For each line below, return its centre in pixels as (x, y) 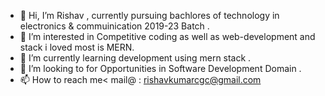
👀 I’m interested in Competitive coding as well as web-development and (167, 36)
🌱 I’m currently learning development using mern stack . (135, 58)
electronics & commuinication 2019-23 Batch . (114, 26)
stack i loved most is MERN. (77, 47)
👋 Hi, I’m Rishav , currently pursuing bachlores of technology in (149, 15)
